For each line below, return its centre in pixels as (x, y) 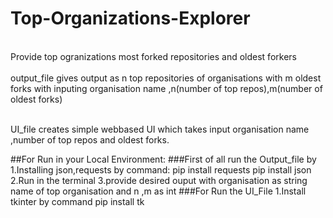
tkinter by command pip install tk (77, 201)
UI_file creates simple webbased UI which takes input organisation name (160, 129)
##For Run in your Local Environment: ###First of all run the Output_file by (163, 159)
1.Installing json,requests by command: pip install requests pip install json (161, 169)
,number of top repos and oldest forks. (90, 139)
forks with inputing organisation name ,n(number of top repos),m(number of (166, 88)
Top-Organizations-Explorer (130, 18)
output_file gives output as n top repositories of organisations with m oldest (166, 78)
